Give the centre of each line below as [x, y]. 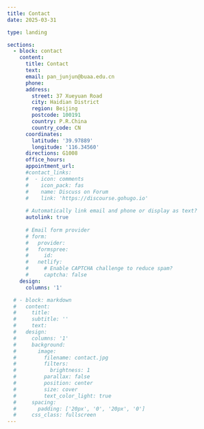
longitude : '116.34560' [65, 147]
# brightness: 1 [52, 371]
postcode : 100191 [56, 115]
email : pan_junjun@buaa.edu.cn [70, 76]
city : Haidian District [65, 102]
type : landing [27, 32]
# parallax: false [52, 377]
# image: [35, 351]
